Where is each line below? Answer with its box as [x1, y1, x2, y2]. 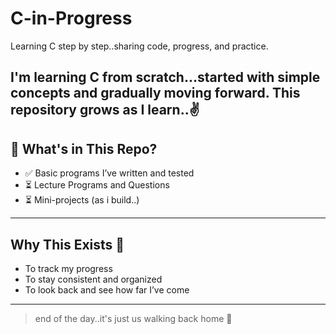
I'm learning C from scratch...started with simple [10, 69, 321, 86]
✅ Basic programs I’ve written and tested [24, 167, 195, 179]
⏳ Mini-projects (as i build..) [24, 194, 140, 206]
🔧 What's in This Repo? [10, 140, 158, 157]
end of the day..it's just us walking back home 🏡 [34, 312, 233, 324]
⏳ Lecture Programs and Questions [24, 179, 170, 191]
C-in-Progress [10, 7, 133, 30]
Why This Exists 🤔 [10, 236, 125, 253]
